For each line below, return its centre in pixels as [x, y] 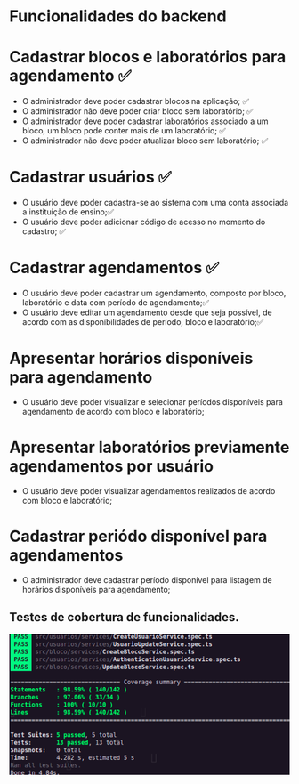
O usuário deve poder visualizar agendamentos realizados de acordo [149, 490]
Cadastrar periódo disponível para [138, 537]
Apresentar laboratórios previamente [149, 448]
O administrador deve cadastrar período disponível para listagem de [147, 579]
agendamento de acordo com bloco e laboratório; [113, 411]
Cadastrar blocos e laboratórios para [148, 57]
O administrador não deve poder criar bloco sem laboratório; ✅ [137, 111]
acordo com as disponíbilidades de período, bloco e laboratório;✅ [143, 322]
